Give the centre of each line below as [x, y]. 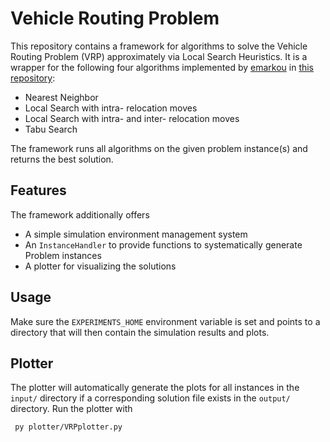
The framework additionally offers [80, 214]
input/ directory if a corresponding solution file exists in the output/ [150, 398]
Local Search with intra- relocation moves [111, 108]
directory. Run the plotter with [71, 409]
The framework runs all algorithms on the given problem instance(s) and [159, 148]
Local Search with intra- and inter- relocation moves [132, 118]
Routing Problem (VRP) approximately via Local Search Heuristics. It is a [159, 56]
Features [38, 190]
